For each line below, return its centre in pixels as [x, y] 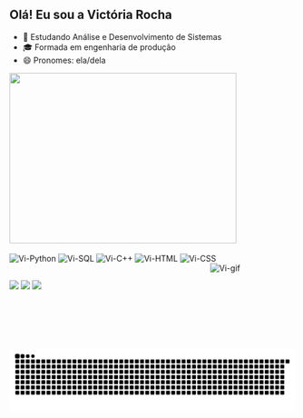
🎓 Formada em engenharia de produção [99, 47]
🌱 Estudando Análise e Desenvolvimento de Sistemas [122, 36]
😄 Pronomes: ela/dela [64, 60]
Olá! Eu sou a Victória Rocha [91, 15]
